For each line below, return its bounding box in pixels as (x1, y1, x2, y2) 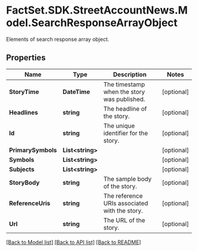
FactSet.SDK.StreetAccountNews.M (6, 4, 188, 17)
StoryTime (9, 87, 39, 96)
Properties (6, 53, 46, 63)
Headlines (9, 108, 38, 116)
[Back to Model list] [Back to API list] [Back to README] (6, 239, 141, 246)
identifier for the (103, 129, 148, 137)
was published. (103, 95, 146, 103)
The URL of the (103, 216, 146, 224)
